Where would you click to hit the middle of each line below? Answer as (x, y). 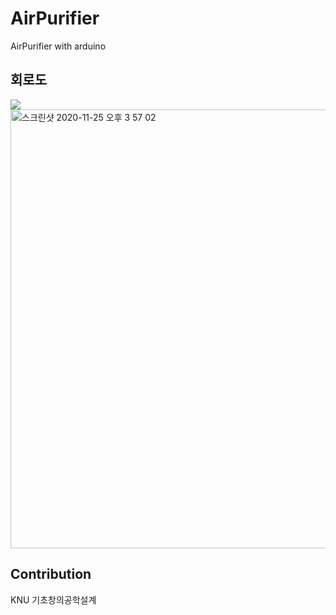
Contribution (51, 574)
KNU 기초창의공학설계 (53, 599)
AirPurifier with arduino (58, 46)
